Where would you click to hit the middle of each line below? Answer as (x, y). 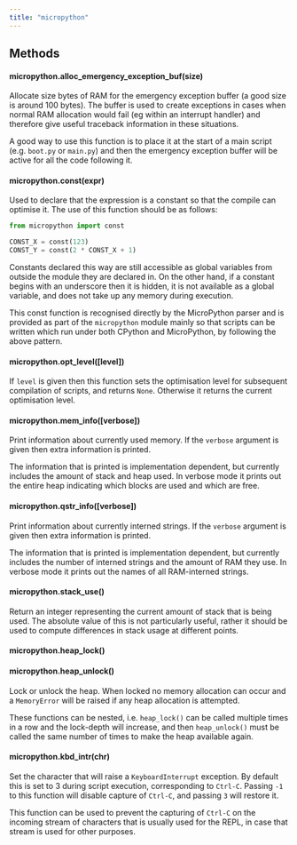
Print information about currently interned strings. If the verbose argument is (148, 526)
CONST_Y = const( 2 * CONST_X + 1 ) (73, 251)
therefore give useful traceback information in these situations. (124, 124)
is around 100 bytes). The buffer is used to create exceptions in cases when (148, 105)
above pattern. (36, 341)
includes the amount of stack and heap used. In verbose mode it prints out (145, 476)
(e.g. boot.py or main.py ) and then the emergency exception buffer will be (143, 151)
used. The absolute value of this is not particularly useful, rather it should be (148, 621)
